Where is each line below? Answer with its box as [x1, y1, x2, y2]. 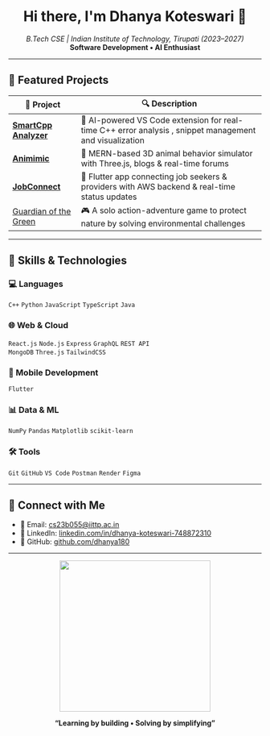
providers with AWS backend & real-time [80, 181, 235, 192]
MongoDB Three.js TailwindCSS [8, 348, 107, 356]
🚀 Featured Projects [8, 73, 109, 87]
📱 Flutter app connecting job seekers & [80, 171, 227, 182]
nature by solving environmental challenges [80, 218, 246, 229]
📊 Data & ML [8, 404, 59, 415]
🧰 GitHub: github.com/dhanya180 [19, 537, 130, 547]
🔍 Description [141, 98, 198, 109]
